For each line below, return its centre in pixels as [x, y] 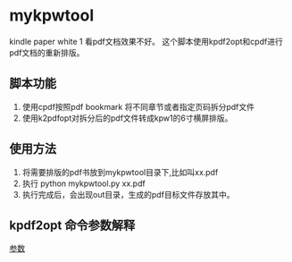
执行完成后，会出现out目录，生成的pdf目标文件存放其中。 [128, 194]
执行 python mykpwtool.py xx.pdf [83, 183]
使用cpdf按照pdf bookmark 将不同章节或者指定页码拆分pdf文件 [138, 106]
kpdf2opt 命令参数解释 [72, 225]
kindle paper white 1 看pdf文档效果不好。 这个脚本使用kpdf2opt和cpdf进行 [146, 41]
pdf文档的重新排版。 [47, 52]
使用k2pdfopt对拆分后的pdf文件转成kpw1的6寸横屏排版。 [127, 118]
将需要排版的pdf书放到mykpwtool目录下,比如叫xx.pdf [120, 172]
